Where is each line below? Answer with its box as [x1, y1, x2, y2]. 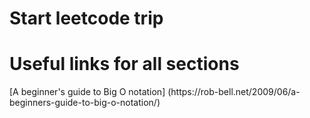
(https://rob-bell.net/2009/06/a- [167, 86, 301, 98]
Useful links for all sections [9, 53, 240, 76]
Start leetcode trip [9, 7, 164, 30]
